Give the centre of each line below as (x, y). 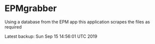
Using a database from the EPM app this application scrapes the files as (77, 22)
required (13, 27)
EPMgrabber (31, 8)
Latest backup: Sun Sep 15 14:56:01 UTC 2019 (51, 36)
